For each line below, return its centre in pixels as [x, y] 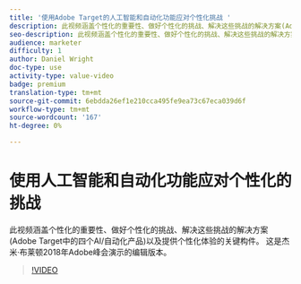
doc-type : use [36, 68]
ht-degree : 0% [36, 126]
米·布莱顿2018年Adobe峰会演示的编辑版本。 [90, 252]
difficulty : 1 [36, 51]
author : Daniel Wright [52, 59]
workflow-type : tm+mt [50, 109]
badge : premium [38, 84]
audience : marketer [46, 43]
